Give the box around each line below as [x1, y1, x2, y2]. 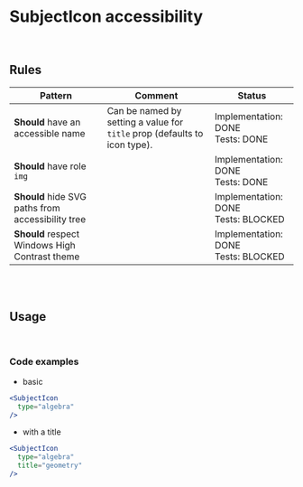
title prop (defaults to [106, 126, 204, 139]
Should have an [14, 116, 81, 128]
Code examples [9, 355, 79, 368]
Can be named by [106, 104, 182, 117]
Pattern [40, 89, 73, 101]
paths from [14, 201, 60, 214]
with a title [22, 426, 61, 437]
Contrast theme [14, 250, 80, 263]
